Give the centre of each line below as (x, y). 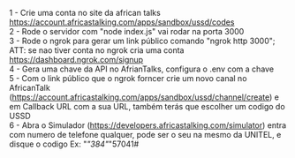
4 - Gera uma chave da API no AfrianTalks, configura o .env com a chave (142, 69)
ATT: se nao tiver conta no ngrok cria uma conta (97, 50)
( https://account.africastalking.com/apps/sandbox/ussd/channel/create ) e (144, 97)
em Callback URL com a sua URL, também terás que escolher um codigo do (147, 106)
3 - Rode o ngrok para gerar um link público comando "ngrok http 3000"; (142, 41)
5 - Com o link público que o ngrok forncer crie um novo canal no (128, 78)
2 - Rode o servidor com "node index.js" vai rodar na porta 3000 (127, 31)
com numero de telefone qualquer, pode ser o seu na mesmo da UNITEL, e (145, 135)
